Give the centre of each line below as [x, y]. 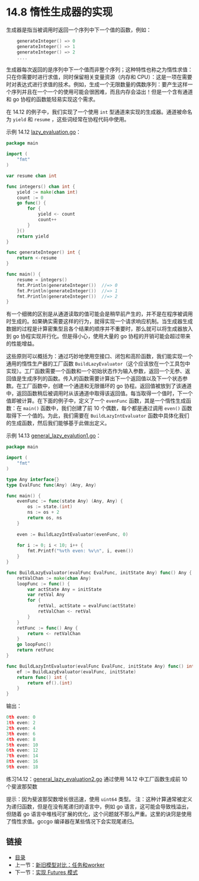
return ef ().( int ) [50, 683]
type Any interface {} [33, 479]
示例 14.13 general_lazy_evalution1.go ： [54, 436]
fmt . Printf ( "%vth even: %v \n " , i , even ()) [81, 551]
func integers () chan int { [41, 187]
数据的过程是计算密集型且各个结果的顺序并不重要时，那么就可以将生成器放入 [99, 329]
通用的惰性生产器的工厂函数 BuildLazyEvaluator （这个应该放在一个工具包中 [98, 364]
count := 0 [30, 198]
